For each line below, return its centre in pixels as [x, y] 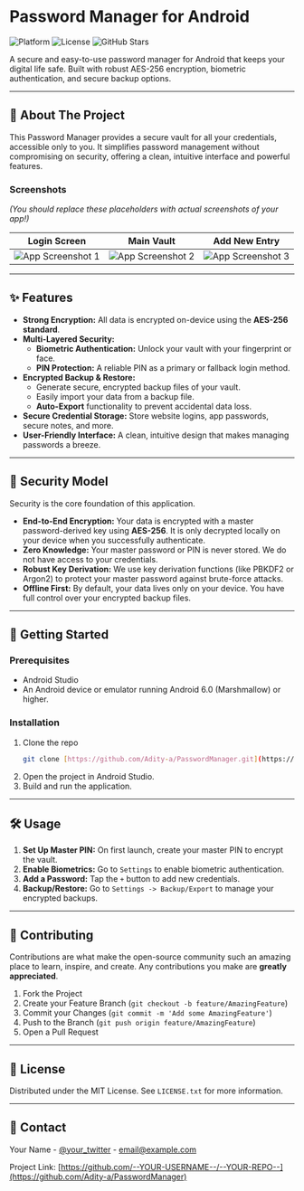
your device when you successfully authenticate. [114, 540]
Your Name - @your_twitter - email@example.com [103, 1149]
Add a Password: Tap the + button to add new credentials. [131, 879]
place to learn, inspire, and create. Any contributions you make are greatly [148, 967]
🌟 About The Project [67, 115]
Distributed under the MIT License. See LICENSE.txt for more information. [146, 1091]
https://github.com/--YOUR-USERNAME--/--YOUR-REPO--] [171, 1167]
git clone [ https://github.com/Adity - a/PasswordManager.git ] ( [142, 759]
